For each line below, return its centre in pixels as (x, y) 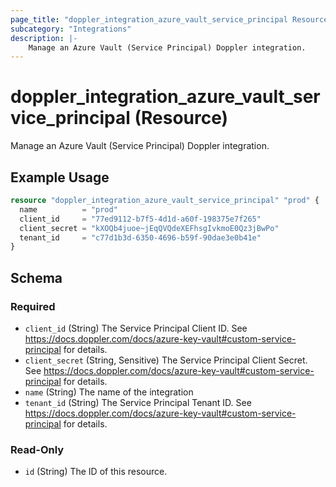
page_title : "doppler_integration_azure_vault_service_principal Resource (169, 19)
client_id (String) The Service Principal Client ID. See (136, 328)
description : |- (44, 38)
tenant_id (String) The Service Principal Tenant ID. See (138, 402)
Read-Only (37, 449)
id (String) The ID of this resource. (96, 472)
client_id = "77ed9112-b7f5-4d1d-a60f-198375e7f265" (140, 219)
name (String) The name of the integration (109, 392)
